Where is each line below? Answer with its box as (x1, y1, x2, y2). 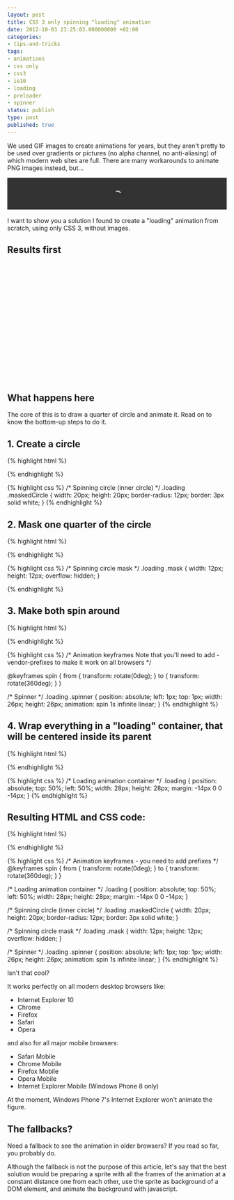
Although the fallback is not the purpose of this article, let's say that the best (7, 1162, 227, 1171)
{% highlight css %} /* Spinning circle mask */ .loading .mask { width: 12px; (7, 564, 224, 573)
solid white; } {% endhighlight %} (7, 498, 102, 507)
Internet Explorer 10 (17, 996, 75, 1004)
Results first (7, 244, 61, 256)
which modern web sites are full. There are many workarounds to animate (7, 156, 219, 164)
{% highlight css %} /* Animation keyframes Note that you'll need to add (7, 650, 215, 659)
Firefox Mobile (17, 1067, 59, 1076)
